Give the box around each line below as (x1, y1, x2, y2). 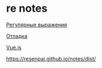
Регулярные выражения (6, 21, 67, 28)
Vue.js (6, 43, 22, 51)
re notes (6, 2, 47, 15)
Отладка (6, 32, 28, 39)
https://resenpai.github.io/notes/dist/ (6, 55, 96, 62)
